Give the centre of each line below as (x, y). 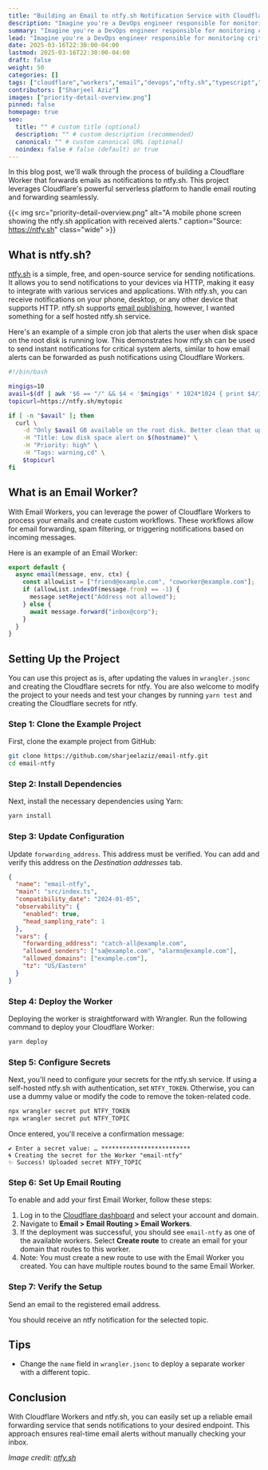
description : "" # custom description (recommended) (105, 134)
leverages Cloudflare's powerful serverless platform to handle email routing (132, 189)
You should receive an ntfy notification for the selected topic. (108, 1320)
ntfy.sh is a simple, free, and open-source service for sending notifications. (132, 274)
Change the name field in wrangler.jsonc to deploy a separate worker (132, 1364)
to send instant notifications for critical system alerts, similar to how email (129, 349)
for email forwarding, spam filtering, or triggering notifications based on (126, 528)
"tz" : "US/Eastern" (55, 966)
